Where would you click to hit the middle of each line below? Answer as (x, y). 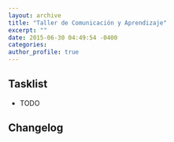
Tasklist (28, 84)
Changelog (36, 128)
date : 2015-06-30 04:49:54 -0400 (63, 37)
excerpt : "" (28, 30)
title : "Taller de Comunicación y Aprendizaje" (88, 23)
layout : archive (35, 15)
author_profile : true (44, 52)
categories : (28, 45)
